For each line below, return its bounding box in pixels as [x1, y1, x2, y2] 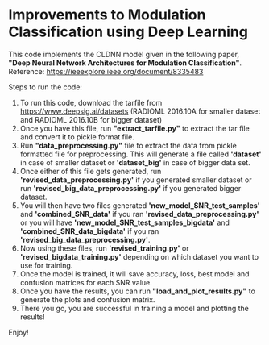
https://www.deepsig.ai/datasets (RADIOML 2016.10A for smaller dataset [19, 106, 261, 116]
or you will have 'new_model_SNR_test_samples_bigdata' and [19, 218, 230, 227]
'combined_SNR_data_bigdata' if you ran [19, 226, 159, 235]
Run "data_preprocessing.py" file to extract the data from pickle [19, 140, 238, 150]
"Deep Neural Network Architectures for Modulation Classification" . [8, 58, 242, 68]
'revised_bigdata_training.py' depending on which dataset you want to [19, 251, 259, 261]
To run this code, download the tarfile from [19, 98, 163, 107]
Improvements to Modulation [8, 6, 206, 24]
